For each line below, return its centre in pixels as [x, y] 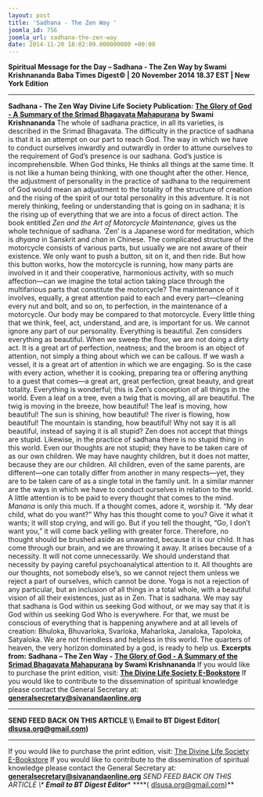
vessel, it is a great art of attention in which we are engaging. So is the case [130, 365]
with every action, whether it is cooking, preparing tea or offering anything [128, 373]
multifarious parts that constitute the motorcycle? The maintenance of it [124, 289]
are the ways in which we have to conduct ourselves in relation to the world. [131, 489]
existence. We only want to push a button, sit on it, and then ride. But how [127, 257]
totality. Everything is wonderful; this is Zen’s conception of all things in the [129, 390]
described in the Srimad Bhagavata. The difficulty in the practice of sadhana [131, 131]
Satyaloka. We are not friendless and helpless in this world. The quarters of [130, 639]
